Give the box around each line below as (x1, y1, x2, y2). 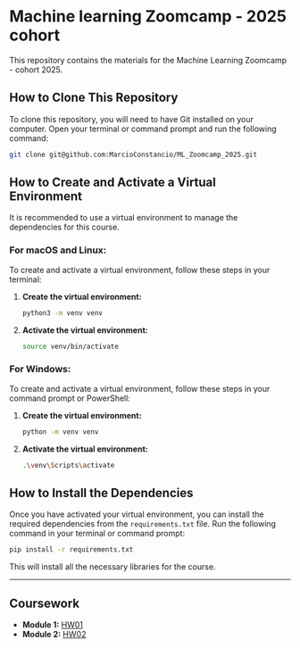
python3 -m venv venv (21, 308, 104, 318)
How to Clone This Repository (9, 90, 179, 105)
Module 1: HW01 (21, 619, 83, 630)
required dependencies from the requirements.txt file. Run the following (9, 519, 277, 529)
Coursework (9, 595, 80, 611)
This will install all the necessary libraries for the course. (9, 561, 216, 572)
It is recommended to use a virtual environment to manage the (9, 212, 238, 223)
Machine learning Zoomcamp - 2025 (9, 6, 287, 27)
